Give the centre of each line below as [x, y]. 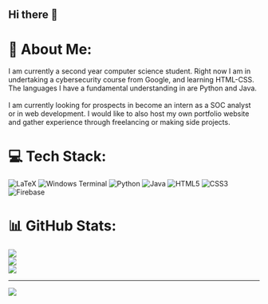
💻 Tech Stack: [57, 156]
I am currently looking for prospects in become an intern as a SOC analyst [130, 106]
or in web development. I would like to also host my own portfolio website [129, 114]
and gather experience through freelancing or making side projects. [119, 122]
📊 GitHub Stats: [63, 226]
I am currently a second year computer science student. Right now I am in [130, 71]
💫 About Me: [50, 49]
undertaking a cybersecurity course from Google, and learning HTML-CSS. [132, 80]
